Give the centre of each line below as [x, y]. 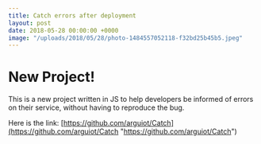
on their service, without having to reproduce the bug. [96, 107]
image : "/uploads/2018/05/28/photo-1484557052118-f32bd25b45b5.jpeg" [126, 38]
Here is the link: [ [36, 123]
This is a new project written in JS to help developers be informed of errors [131, 99]
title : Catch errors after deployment [72, 16]
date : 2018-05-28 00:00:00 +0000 [63, 30]
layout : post [30, 23]
